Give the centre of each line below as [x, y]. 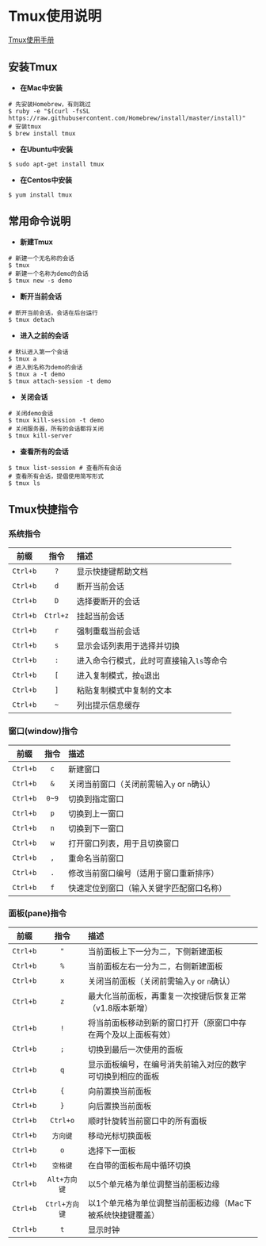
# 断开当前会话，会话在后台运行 [53, 313]
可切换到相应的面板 [123, 1076]
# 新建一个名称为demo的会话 [48, 273]
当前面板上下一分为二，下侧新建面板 [155, 951]
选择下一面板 [112, 1150]
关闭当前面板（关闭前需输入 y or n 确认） [161, 981]
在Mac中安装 [41, 87]
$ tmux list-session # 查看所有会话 [65, 468]
